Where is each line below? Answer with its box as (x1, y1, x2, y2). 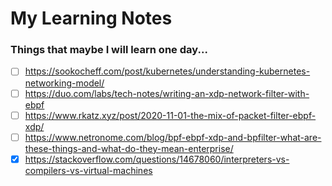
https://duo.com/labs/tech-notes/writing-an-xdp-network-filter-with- (24, 87, 310, 99)
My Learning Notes (10, 7, 173, 30)
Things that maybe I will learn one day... (10, 43, 208, 57)
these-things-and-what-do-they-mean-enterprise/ (24, 142, 234, 154)
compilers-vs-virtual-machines (24, 164, 153, 176)
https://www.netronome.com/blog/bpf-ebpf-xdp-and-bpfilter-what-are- (24, 131, 322, 143)
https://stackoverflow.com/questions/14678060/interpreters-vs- (24, 153, 290, 165)
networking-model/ (24, 77, 105, 89)
